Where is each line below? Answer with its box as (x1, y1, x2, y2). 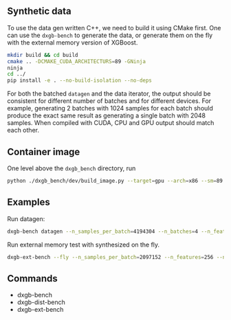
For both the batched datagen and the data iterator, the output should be (7, 89, 211, 98)
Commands (7, 273, 58, 284)
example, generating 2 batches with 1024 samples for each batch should (7, 104, 213, 113)
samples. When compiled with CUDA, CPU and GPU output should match (7, 119, 214, 127)
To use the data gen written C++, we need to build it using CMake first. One (7, 23, 221, 32)
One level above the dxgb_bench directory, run (7, 164, 136, 172)
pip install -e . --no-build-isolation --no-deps (7, 77, 153, 84)
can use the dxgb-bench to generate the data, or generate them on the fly (7, 31, 213, 39)
